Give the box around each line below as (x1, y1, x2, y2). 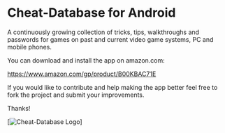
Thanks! (7, 104, 31, 112)
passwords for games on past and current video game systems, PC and (7, 35, 214, 43)
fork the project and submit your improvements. (7, 91, 145, 99)
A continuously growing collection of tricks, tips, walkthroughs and (7, 28, 200, 36)
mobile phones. (7, 42, 52, 51)
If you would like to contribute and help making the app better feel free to (7, 83, 218, 91)
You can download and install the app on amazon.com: (7, 56, 166, 64)
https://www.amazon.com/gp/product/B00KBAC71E (7, 70, 157, 78)
